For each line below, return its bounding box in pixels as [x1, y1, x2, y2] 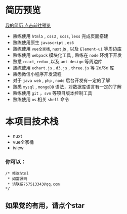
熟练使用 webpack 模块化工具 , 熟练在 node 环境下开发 [12, 52, 122, 58]
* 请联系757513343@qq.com [7, 182, 60, 187]
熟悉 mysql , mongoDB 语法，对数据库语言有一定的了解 [12, 83, 122, 90]
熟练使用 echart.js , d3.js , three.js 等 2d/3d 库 [12, 64, 115, 71]
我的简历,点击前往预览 [5, 22, 52, 28]
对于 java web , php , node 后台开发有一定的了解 [12, 77, 110, 83]
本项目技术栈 [5, 116, 59, 127]
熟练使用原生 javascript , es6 [12, 39, 74, 46]
